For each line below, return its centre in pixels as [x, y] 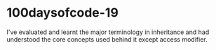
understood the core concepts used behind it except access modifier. [107, 39]
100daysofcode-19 [62, 13]
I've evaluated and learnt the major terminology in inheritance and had [108, 32]
